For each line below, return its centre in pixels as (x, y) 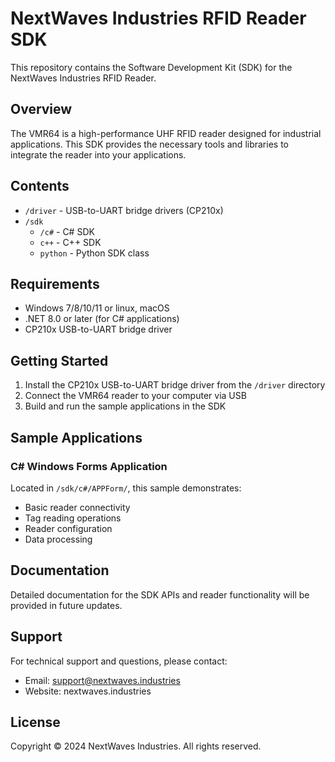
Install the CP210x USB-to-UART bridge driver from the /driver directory (175, 385)
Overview (41, 109)
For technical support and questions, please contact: (119, 661)
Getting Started (59, 360)
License (35, 722)
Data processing (58, 539)
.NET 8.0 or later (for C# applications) (102, 319)
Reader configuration (68, 528)
